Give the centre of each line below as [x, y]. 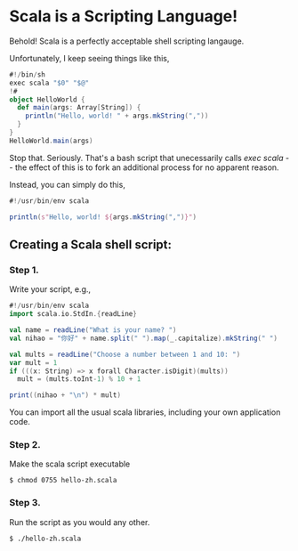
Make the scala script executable [70, 464]
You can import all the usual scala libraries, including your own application [145, 412]
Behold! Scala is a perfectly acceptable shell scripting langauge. [127, 41]
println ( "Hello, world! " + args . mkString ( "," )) [117, 116]
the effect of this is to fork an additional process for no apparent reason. [147, 167]
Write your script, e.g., [50, 289]
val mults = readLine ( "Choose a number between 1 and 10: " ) [125, 354]
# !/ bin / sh [28, 74]
